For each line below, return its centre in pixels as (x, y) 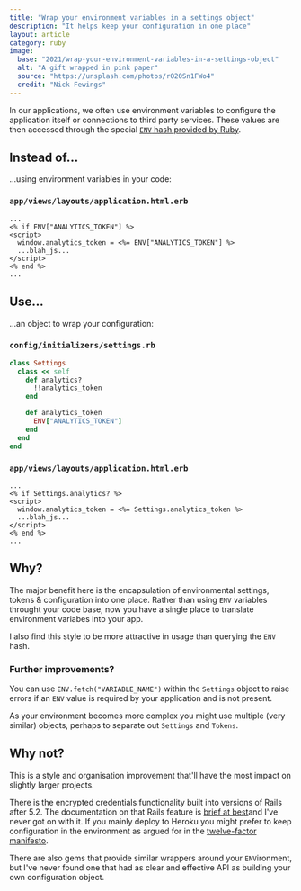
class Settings (38, 363)
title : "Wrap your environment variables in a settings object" (132, 18)
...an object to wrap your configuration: (82, 323)
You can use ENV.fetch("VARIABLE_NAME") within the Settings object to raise (150, 688)
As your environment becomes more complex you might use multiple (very (147, 715)
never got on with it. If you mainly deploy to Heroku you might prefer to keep (150, 821)
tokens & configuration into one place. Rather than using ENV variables (138, 599)
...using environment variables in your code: (91, 179)
